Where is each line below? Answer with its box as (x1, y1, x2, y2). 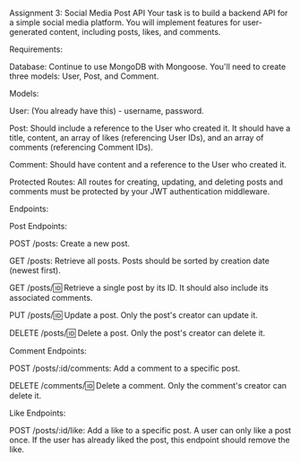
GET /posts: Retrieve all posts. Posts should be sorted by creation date (9, 255, 270, 266)
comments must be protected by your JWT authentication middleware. (9, 186, 270, 196)
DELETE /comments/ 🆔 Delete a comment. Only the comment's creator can (9, 381, 287, 390)
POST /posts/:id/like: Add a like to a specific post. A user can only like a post (9, 425, 292, 435)
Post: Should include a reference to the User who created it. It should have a (9, 123, 291, 133)
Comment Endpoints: (9, 346, 87, 356)
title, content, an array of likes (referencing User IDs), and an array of (9, 133, 264, 142)
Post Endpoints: (9, 221, 67, 231)
